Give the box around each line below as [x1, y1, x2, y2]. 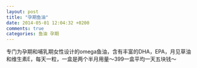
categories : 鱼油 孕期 [6, 31, 59, 37]
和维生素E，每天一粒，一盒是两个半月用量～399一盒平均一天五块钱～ [6, 55, 177, 63]
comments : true [6, 25, 44, 32]
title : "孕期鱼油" [6, 14, 49, 20]
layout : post [6, 8, 39, 15]
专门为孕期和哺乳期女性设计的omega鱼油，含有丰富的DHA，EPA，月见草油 [6, 48, 192, 55]
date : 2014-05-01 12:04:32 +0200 [6, 20, 90, 26]
